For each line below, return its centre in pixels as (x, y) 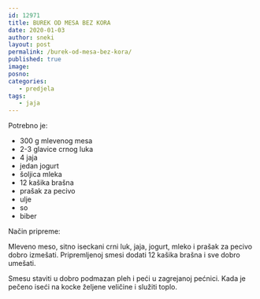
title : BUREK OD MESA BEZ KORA (59, 23)
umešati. (22, 264)
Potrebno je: (28, 126)
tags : (17, 96)
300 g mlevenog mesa (56, 141)
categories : (28, 81)
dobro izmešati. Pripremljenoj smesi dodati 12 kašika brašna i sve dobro (124, 255)
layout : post (30, 45)
